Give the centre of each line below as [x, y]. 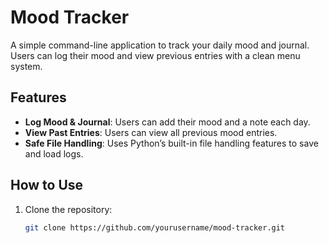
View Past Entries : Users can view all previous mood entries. [151, 132]
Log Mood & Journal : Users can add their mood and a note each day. [167, 122]
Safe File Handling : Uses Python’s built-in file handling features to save [171, 143]
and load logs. [54, 153]
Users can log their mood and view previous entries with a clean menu [155, 55]
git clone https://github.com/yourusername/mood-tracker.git [155, 227]
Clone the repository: [68, 209]
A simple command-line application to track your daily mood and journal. [160, 45]
